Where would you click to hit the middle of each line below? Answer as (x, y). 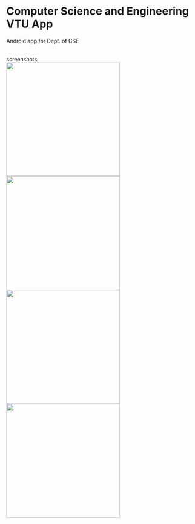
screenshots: (22, 59)
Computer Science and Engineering (98, 11)
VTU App (30, 24)
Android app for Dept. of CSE (43, 41)
